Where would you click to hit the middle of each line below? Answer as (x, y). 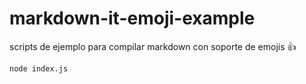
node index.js (39, 68)
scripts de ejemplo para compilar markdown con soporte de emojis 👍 (153, 46)
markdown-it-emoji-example (132, 18)
